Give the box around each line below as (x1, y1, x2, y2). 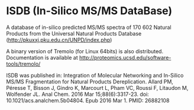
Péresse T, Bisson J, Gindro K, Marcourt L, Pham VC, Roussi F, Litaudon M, (6, 84, 189, 91)
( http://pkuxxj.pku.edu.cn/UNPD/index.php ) (6, 36, 112, 43)
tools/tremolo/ (6, 60, 41, 67)
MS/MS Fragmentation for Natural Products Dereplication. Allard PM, (6, 78, 173, 85)
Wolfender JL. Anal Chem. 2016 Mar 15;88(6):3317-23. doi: (6, 90, 149, 98)
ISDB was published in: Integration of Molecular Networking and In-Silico (6, 72, 184, 79)
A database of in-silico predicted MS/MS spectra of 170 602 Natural (6, 24, 172, 31)
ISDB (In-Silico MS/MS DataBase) (6, 4, 173, 18)
